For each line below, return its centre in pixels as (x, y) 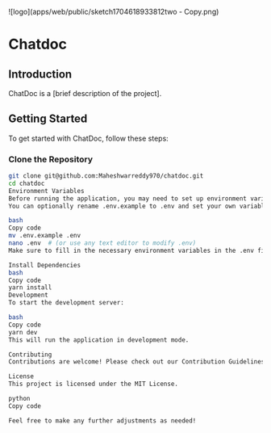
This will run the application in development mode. (99, 340)
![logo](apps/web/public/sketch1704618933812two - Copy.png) (114, 12)
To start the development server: (67, 303)
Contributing (30, 355)
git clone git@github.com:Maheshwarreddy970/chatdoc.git (106, 176)
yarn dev (23, 332)
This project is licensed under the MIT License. (94, 384)
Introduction (40, 74)
